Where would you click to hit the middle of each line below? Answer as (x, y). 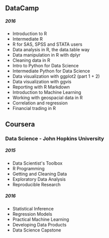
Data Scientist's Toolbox (37, 163)
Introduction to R (30, 34)
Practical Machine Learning (40, 219)
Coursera (20, 124)
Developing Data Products (39, 224)
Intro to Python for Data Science (45, 66)
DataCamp (22, 8)
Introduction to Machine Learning (47, 92)
